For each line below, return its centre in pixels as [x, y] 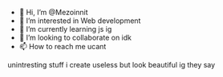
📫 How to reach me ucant [63, 46]
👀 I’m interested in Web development [80, 21]
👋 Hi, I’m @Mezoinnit [53, 12]
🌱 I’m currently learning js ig [65, 29]
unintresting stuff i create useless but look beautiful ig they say [111, 65]
